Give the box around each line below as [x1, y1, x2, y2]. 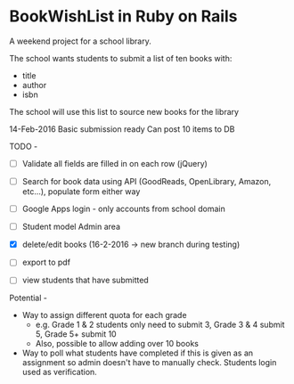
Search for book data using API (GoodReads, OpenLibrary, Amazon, [21, 176, 272, 186]
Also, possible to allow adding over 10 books [35, 339, 199, 349]
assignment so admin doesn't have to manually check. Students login [21, 357, 277, 368]
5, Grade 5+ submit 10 [35, 329, 118, 339]
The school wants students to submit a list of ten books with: [9, 53, 233, 63]
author [21, 79, 47, 90]
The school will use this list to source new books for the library [9, 106, 239, 117]
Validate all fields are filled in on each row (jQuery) [21, 158, 208, 168]
